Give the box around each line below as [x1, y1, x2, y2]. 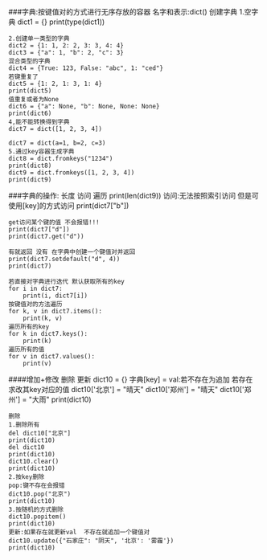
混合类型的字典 [8, 57, 51, 65]
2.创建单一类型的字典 [8, 35, 70, 43]
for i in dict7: [8, 284, 63, 292]
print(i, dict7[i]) [23, 292, 88, 300]
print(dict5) [8, 87, 52, 95]
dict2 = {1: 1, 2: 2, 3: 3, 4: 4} [8, 42, 125, 50]
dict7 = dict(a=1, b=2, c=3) [8, 139, 106, 147]
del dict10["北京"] [8, 429, 72, 437]
